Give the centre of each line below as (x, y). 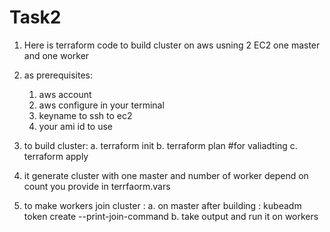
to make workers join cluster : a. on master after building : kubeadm (162, 205)
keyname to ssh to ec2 (85, 115)
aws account (65, 94)
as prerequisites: (58, 75)
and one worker (56, 55)
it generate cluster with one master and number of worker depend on (166, 175)
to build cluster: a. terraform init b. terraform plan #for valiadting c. (160, 145)
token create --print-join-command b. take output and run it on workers (171, 216)
